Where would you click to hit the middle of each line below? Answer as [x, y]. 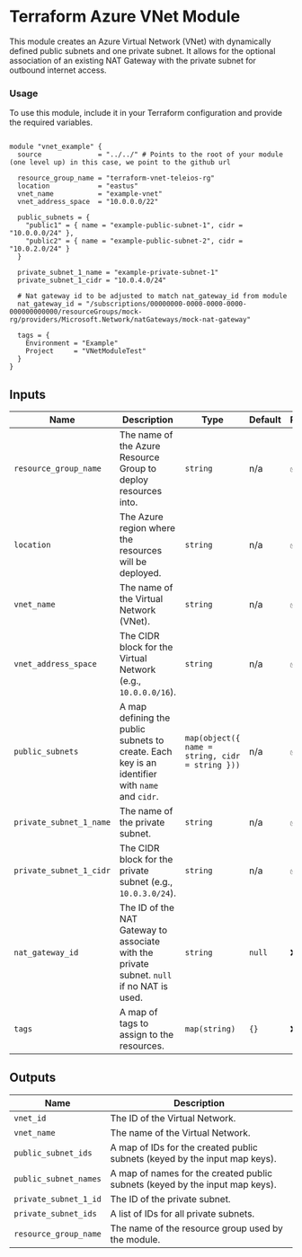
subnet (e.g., [146, 882]
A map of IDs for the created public [184, 1147]
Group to [138, 469]
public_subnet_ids [53, 1153]
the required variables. [51, 122]
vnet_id [30, 1118]
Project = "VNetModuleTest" [86, 351]
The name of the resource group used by [196, 1228]
